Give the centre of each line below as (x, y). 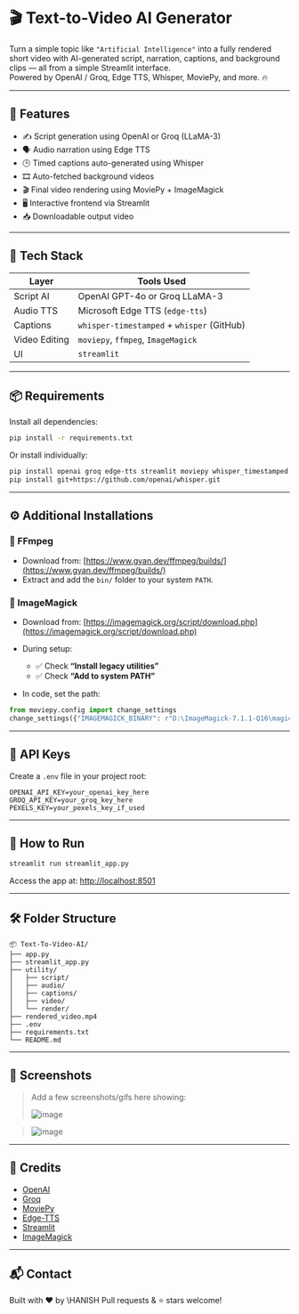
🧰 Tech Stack (46, 256)
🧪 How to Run (47, 843)
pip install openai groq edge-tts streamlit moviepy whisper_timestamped (149, 472)
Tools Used (162, 280)
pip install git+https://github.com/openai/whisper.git (115, 480)
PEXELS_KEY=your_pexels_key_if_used (77, 807)
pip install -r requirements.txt (71, 438)
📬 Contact (40, 1274)
